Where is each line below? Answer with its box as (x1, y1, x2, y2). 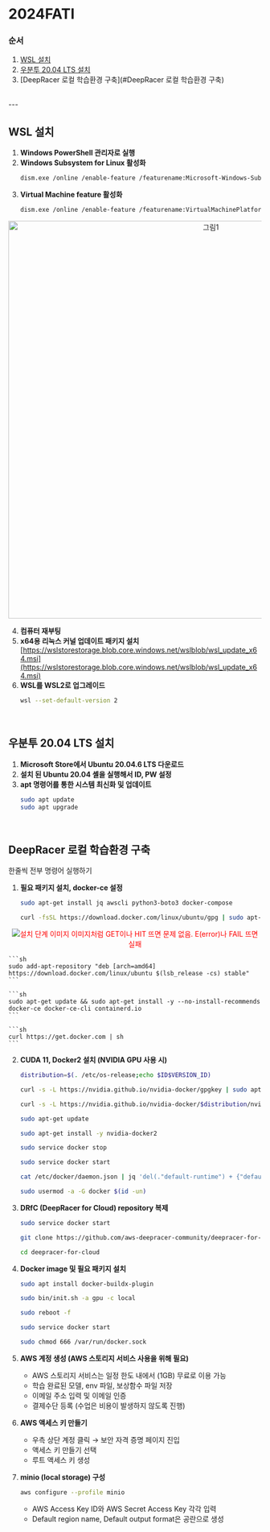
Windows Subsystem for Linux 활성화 (19, 158, 146, 168)
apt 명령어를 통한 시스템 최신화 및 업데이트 (19, 779, 152, 789)
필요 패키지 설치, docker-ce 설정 (19, 883, 123, 892)
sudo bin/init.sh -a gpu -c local (19, 1294, 136, 1302)
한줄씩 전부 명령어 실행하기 (8, 866, 92, 876)
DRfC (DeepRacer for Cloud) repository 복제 (19, 1203, 169, 1212)
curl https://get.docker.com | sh (8, 1033, 125, 1041)
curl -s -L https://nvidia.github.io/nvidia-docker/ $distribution (19, 1100, 247, 1108)
